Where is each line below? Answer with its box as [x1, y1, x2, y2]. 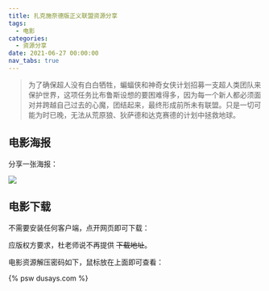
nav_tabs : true [8, 57, 60, 65]
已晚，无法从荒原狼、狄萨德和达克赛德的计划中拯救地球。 [49, 110, 240, 119]
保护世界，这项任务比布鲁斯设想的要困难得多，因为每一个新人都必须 [27, 89, 255, 99]
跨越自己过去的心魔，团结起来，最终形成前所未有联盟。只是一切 [42, 100, 255, 110]
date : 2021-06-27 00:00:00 [8, 49, 99, 57]
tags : [8, 19, 27, 27]
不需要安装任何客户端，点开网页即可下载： [8, 222, 150, 232]
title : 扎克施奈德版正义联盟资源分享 [8, 11, 118, 20]
